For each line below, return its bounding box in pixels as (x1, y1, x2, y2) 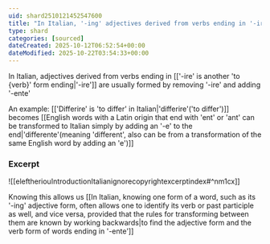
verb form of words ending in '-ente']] (8, 226, 134, 236)
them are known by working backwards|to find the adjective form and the (8, 218, 252, 228)
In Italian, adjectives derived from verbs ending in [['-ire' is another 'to (8, 72, 240, 81)
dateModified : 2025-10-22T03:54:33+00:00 (8, 49, 149, 57)
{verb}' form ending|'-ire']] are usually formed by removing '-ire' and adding (8, 80, 261, 89)
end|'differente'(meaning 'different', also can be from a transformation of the (8, 130, 262, 139)
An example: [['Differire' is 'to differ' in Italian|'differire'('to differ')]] (8, 104, 230, 114)
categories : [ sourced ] (8, 34, 84, 43)
